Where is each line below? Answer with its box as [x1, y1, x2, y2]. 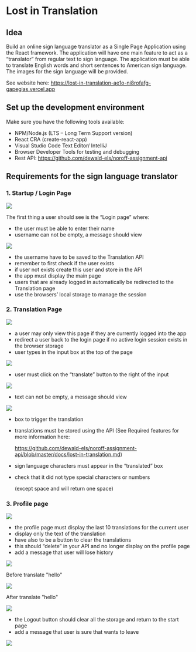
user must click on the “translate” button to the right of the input [14, 371, 169, 378]
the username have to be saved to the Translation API [14, 254, 144, 261]
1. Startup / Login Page [6, 189, 71, 197]
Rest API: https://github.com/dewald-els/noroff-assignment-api [14, 154, 168, 161]
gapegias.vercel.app [6, 86, 56, 92]
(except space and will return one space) [14, 485, 114, 492]
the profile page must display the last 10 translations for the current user [14, 524, 189, 531]
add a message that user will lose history [14, 549, 114, 556]
